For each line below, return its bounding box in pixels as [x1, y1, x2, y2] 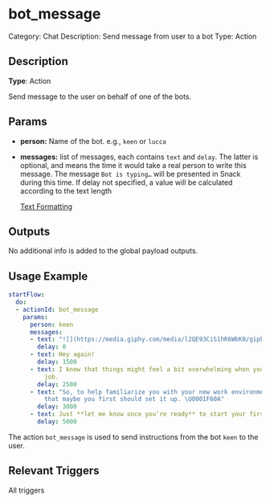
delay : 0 [37, 343, 67, 351]
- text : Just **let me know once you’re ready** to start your [29, 411, 247, 419]
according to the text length [19, 186, 112, 195]
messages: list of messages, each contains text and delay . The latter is [19, 152, 259, 162]
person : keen [29, 321, 74, 329]
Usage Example [8, 269, 88, 283]
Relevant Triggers [8, 464, 100, 478]
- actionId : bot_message [15, 305, 99, 313]
